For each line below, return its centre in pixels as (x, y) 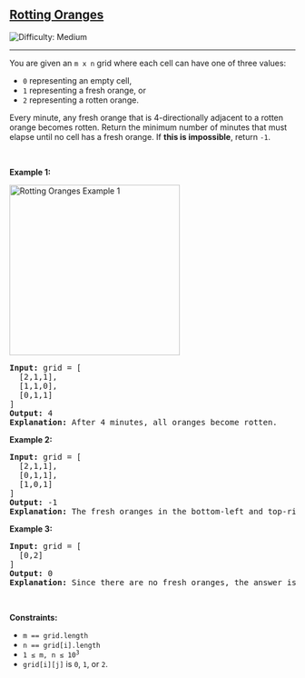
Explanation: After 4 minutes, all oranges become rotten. (144, 422)
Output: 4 (31, 413)
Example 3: (31, 528)
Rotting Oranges (57, 15)
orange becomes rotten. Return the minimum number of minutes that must (148, 127)
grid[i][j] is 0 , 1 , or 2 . (65, 663)
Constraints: (34, 617)
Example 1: (30, 172)
